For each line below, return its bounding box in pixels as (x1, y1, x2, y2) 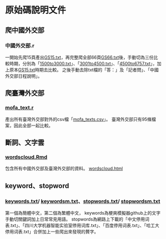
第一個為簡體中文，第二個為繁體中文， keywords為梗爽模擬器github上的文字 (5, 210, 161, 216)
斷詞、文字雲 (5, 138, 45, 147)
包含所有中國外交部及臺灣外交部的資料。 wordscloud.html (5, 165, 123, 172)
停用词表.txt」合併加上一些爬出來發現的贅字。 (5, 229, 99, 235)
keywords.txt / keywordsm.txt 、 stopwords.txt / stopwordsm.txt (5, 198, 161, 205)
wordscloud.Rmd (5, 153, 48, 160)
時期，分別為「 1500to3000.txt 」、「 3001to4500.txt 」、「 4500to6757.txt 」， (9, 60, 157, 66)
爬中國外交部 (5, 26, 45, 34)
